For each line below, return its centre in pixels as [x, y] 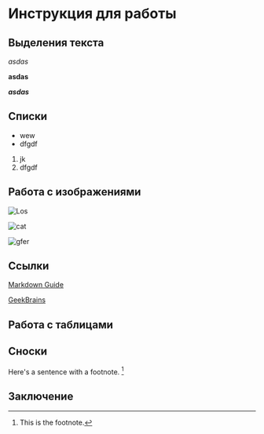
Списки [28, 117]
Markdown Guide [36, 285]
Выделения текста [56, 43]
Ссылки [29, 266]
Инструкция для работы [92, 14]
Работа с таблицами [61, 325]
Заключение [41, 396]
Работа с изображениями [75, 192]
